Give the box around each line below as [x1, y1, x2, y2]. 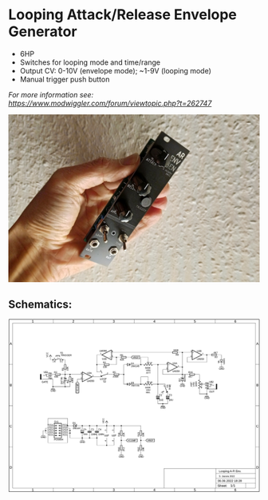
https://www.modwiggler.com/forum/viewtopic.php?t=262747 [8, 98, 212, 108]
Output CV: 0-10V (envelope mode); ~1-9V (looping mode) [19, 65, 211, 75]
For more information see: [8, 89, 94, 99]
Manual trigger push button [19, 74, 110, 84]
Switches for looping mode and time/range [19, 58, 161, 67]
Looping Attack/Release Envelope [8, 6, 238, 24]
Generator [8, 22, 77, 41]
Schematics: [8, 298, 73, 311]
